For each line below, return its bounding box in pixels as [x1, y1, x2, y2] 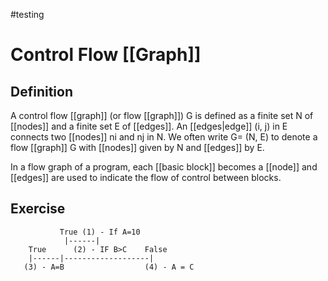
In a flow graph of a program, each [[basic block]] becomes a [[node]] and [10, 161, 318, 173]
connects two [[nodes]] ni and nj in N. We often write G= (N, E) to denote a [10, 131, 318, 143]
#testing [10, 9, 45, 20]
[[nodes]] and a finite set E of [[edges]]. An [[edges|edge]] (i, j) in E [10, 120, 288, 132]
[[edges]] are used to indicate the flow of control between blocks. [10, 172, 282, 183]
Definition [10, 83, 73, 100]
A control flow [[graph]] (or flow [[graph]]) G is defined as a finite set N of [10, 110, 314, 121]
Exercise [10, 200, 66, 218]
